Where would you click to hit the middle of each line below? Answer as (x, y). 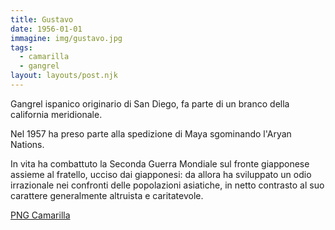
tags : (21, 47)
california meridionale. (56, 114)
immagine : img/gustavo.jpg (66, 38)
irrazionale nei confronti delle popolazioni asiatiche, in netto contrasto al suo (167, 185)
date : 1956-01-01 (46, 29)
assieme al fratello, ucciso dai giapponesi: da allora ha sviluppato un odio (161, 174)
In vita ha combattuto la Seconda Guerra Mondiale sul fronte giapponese (160, 163)
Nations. (27, 144)
